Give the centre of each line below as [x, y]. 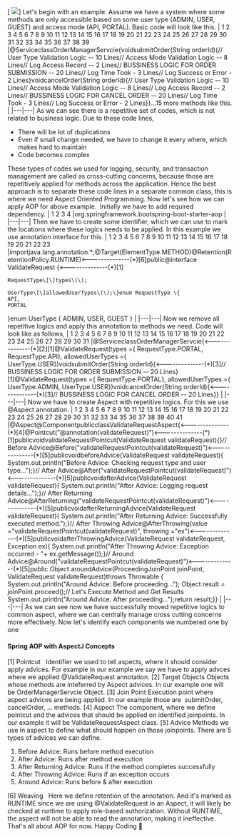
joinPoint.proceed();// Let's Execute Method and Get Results [96, 592]
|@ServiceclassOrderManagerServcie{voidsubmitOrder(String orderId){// [115, 50]
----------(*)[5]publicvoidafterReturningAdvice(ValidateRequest [102, 508]
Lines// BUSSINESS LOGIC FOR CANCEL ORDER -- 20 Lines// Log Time [112, 95]
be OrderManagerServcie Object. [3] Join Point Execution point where [111, 692]
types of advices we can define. [55, 738]
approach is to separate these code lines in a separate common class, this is [120, 191]
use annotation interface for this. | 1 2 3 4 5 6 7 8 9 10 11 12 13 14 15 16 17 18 [118, 237]
